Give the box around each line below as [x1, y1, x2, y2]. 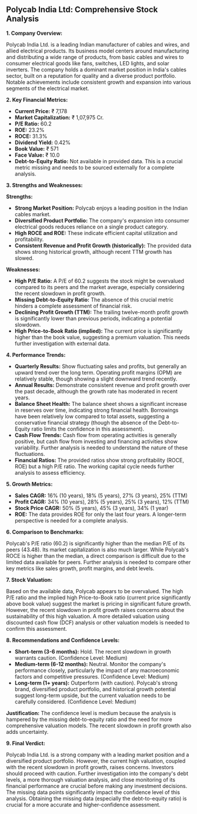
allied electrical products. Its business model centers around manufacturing [6, 47, 189, 54]
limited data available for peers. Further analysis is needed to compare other [6, 558, 191, 565]
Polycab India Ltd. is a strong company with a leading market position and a [6, 751, 189, 758]
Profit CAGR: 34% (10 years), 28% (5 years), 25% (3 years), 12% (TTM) [14, 498, 189, 505]
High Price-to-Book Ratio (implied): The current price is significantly [14, 327, 183, 335]
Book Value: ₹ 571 [14, 145, 59, 152]
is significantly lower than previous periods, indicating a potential [14, 315, 172, 322]
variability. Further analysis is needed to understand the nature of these [14, 444, 188, 451]
